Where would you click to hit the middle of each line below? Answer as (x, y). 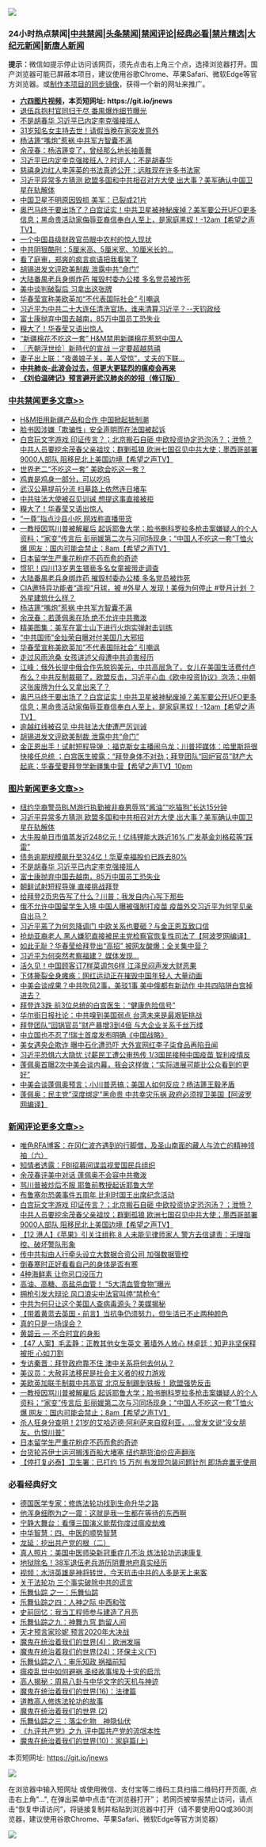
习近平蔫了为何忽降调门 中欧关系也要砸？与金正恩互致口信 (114, 926)
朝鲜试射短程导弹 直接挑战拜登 (69, 886)
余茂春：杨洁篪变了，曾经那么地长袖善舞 (85, 150)
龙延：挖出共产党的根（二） (65, 1543)
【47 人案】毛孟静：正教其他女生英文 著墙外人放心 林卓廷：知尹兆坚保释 (138, 1343)
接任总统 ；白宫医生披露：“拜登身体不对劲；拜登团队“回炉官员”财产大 (140, 756)
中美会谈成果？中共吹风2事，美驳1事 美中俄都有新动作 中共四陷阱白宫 (133, 985)
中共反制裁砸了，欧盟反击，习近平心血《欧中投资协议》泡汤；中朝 (148, 676)
